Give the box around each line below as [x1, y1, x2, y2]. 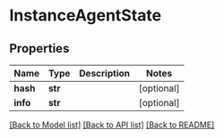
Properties [9, 41, 70, 56]
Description [79, 68, 130, 79]
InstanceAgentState [9, 5, 162, 26]
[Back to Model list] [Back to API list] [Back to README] [9, 119, 215, 130]
